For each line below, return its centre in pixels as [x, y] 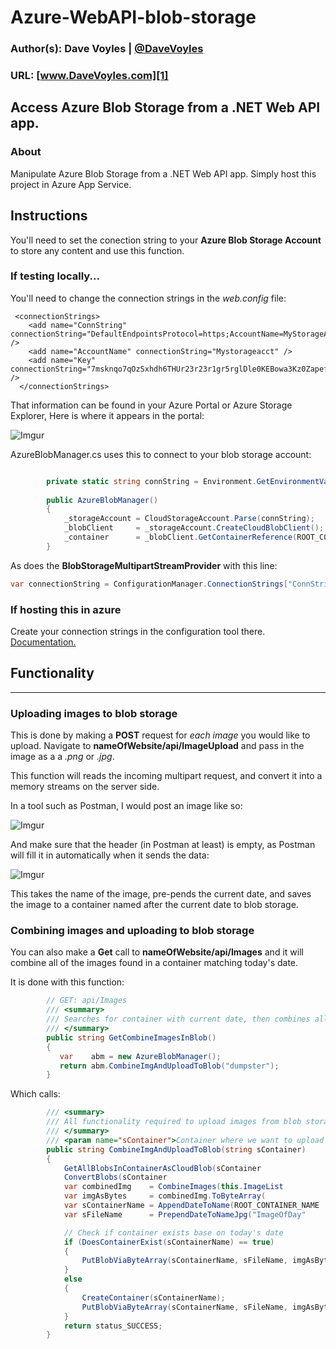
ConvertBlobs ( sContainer [115, 1177]
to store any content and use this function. [97, 250]
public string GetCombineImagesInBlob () [131, 1037]
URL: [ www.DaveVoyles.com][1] [89, 76]
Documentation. [43, 642]
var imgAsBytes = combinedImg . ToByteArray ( [165, 1196]
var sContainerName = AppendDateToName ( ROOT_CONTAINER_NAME [191, 1206]
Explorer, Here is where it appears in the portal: [107, 415]
